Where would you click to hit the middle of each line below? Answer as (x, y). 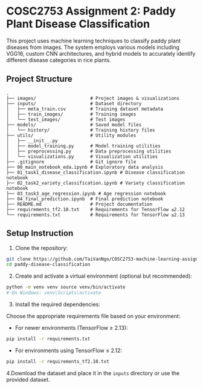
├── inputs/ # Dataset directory (74, 103)
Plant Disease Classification (78, 24)
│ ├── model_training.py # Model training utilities (84, 146)
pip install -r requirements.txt (48, 339)
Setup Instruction (40, 233)
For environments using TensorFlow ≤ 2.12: (69, 350)
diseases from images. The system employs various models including (93, 47)
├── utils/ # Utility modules (71, 135)
